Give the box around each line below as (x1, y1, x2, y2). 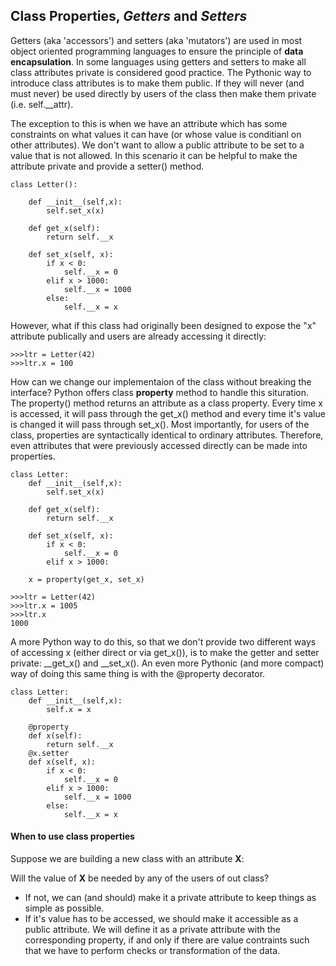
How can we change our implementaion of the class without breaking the (10, 375, 312, 388)
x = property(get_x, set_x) (28, 574, 145, 584)
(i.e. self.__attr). (10, 98, 74, 110)
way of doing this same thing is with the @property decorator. (10, 667, 266, 679)
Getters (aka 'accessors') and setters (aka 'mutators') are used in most (10, 34, 303, 46)
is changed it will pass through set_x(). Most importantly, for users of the (10, 418, 310, 430)
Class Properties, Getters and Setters (10, 8, 248, 25)
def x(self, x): (28, 757, 97, 767)
